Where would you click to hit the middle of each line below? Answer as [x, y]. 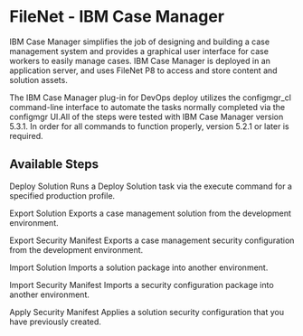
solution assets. [38, 79]
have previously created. [56, 322]
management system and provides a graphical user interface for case [139, 51]
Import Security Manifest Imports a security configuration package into [142, 285]
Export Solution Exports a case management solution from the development [151, 213]
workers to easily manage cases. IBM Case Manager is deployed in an [140, 61]
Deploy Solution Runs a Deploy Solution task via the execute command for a [151, 186]
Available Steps [54, 164]
